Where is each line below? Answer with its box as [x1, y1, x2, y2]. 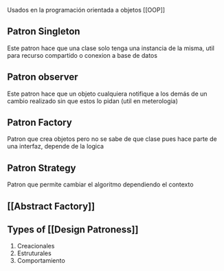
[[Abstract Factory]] [7, 200, 95, 212]
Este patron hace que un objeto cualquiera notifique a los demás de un [7, 89, 208, 98]
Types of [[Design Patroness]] [7, 224, 139, 236]
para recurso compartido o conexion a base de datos [7, 51, 158, 59]
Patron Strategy [7, 162, 76, 174]
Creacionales [16, 242, 55, 250]
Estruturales [16, 249, 52, 257]
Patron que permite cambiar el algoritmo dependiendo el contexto [7, 180, 194, 188]
